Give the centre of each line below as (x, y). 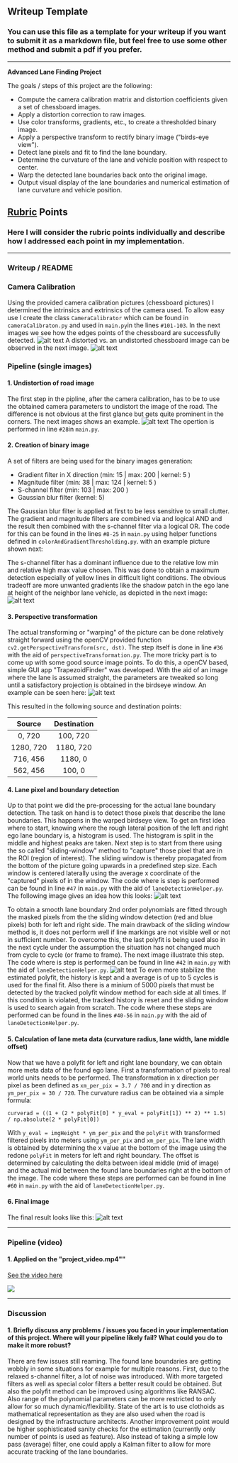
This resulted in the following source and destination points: (95, 706)
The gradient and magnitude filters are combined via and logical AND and (115, 518)
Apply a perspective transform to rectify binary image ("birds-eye (113, 137)
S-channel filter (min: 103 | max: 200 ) (73, 490)
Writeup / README (40, 268)
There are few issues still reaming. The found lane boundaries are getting (114, 1361)
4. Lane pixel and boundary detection (63, 789)
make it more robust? (39, 1345)
